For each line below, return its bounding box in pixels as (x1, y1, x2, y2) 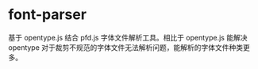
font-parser (8, 6, 87, 24)
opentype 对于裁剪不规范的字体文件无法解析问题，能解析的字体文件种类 (8, 42, 244, 52)
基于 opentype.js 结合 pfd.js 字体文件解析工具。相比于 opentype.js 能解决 (8, 33, 248, 42)
